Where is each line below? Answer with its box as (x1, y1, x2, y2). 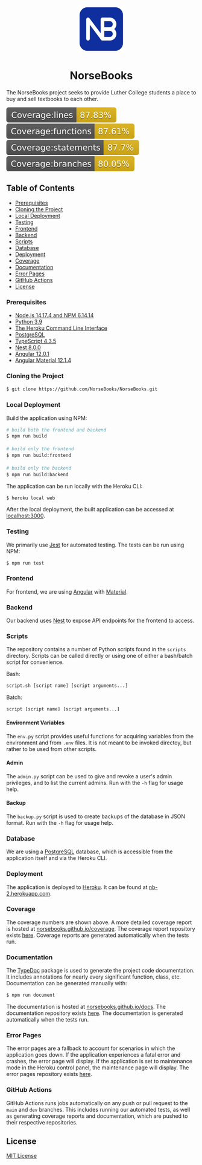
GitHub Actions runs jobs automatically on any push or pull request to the (6, 1099, 188, 1106)
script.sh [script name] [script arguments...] (6, 683, 128, 689)
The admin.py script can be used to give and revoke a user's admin (6, 772, 172, 779)
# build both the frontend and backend (6, 427, 107, 433)
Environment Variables (6, 719, 65, 726)
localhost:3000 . (6, 512, 45, 519)
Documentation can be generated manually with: (6, 980, 127, 987)
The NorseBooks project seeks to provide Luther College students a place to (6, 88, 197, 96)
